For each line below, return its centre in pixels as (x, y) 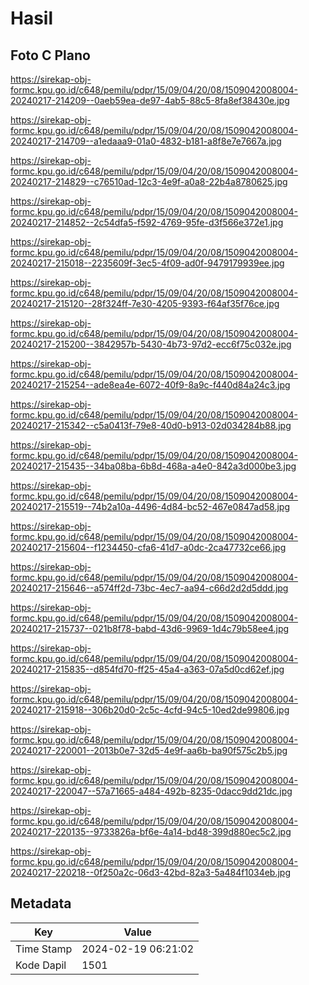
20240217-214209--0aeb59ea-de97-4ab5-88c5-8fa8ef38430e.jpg (150, 100)
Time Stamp (44, 949)
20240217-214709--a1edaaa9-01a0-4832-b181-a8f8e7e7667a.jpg (146, 141)
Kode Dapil (41, 965)
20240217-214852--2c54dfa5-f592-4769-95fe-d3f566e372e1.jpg (147, 222)
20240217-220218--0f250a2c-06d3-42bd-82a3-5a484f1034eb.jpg (151, 872)
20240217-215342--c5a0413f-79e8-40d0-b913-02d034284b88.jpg (151, 425)
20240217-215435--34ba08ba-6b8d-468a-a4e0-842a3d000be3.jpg (153, 466)
